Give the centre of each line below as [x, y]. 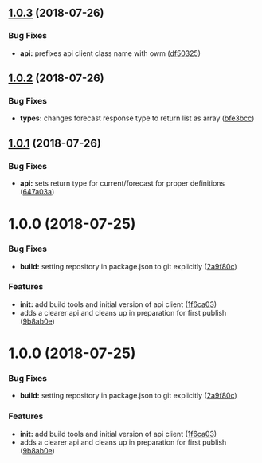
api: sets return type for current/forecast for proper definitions [122, 183]
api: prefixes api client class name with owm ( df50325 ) [110, 53]
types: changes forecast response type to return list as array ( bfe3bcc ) [137, 118]
